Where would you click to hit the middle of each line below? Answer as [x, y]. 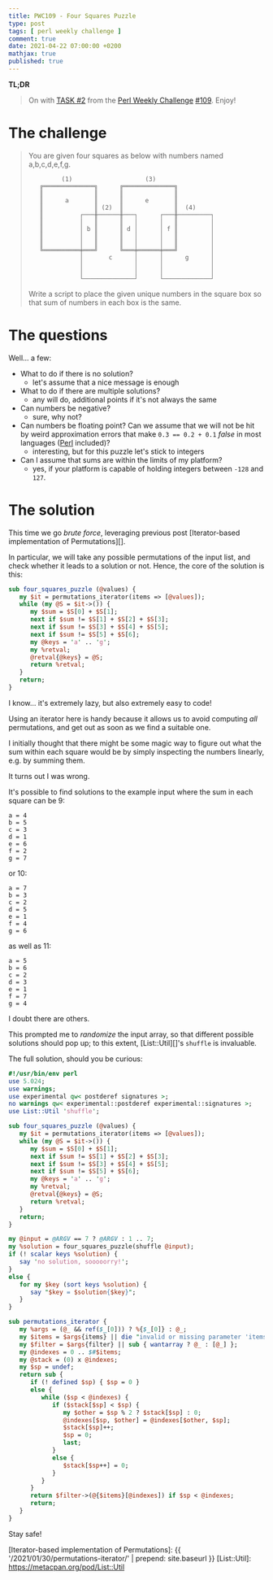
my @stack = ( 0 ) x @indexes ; [68, 1360]
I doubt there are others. [49, 1018]
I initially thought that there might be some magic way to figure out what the [135, 743]
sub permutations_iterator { [58, 1322]
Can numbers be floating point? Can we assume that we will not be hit [137, 425]
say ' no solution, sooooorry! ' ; [74, 1262]
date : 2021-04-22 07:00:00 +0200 [65, 46]
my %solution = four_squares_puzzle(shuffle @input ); [102, 1247]
